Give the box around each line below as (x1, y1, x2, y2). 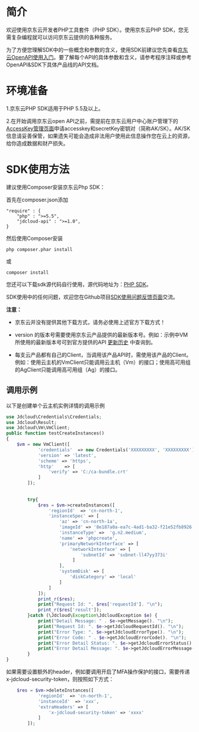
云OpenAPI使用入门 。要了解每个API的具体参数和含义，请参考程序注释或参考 (6, 53, 192, 61)
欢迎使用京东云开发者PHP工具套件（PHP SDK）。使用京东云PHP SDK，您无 (6, 26, 189, 33)
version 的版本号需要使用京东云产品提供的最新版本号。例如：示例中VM (14, 331, 188, 338)
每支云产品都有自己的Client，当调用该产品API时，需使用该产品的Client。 (14, 351, 192, 358)
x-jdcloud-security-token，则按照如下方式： (6, 676, 114, 683)
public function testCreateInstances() (6, 430, 105, 436)
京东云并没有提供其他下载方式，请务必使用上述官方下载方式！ (14, 318, 166, 325)
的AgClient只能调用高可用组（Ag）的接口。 (14, 366, 121, 373)
